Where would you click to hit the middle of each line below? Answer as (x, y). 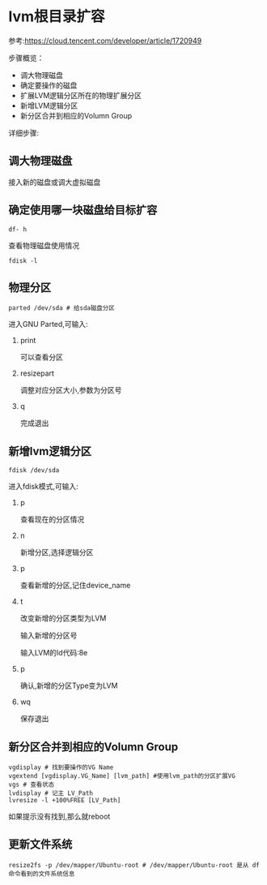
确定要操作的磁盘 (49, 85)
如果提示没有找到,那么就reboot (59, 816)
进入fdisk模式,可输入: (43, 487)
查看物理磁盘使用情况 (44, 245)
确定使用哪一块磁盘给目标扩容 (83, 211)
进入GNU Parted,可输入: (48, 324)
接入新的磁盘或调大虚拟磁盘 (55, 182)
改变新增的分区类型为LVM (63, 618)
